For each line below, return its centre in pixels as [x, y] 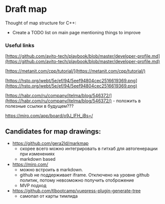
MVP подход [33, 186]
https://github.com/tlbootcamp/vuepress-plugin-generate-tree [76, 191]
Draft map [26, 9]
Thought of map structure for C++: [41, 23]
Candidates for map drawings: [53, 131]
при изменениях [37, 154]
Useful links [20, 45]
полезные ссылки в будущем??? [40, 106]
